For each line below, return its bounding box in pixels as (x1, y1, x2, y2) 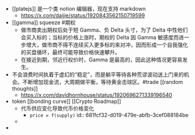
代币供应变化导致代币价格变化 (20, 105, 94, 112)
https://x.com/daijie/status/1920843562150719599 (20, 12, 145, 19)
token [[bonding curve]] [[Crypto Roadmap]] (11, 98, 121, 105)
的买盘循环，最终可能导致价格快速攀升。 (20, 49, 120, 55)
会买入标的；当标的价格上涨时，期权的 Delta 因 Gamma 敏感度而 (20, 34, 179, 40)
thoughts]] (11, 85, 38, 92)
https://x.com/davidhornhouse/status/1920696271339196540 (20, 92, 172, 98)
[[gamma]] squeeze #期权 (11, 19, 76, 26)
